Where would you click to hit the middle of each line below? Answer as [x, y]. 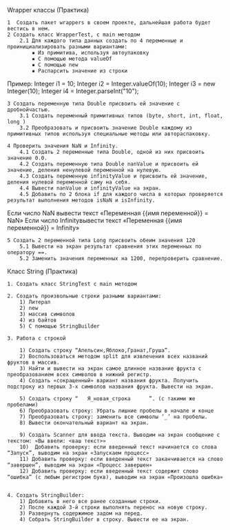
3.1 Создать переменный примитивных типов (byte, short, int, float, [122, 116]
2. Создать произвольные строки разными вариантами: [84, 296]
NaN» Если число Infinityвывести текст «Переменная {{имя [95, 220]
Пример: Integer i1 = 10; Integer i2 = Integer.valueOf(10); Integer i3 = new [111, 84]
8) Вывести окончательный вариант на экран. [84, 423]
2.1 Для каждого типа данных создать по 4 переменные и [102, 41]
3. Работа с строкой [37, 338]
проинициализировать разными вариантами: [67, 47]
